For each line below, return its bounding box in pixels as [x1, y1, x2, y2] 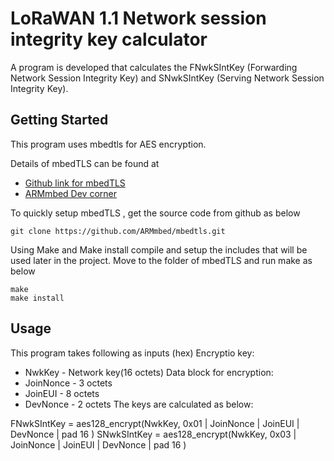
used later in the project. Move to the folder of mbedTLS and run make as [10, 254, 313, 266]
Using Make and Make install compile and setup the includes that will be [10, 243, 308, 256]
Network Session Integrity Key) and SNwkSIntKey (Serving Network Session [10, 72, 325, 84]
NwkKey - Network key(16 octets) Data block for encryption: [24, 366, 274, 378]
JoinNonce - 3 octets [24, 377, 113, 389]
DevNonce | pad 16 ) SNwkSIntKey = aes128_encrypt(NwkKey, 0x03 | [10, 428, 297, 440]
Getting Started [10, 112, 109, 129]
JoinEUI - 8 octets [24, 387, 100, 399]
